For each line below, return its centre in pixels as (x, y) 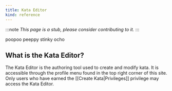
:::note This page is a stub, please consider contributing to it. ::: (72, 29)
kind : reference (23, 15)
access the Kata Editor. (30, 84)
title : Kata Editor (26, 10)
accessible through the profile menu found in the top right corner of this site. (86, 73)
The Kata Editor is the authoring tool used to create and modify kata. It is (82, 67)
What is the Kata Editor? (45, 55)
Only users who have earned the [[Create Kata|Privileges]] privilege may (82, 78)
